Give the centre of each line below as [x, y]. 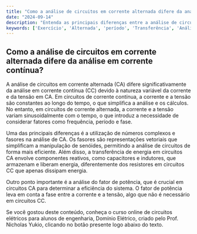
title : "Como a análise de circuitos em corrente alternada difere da [94, 11]
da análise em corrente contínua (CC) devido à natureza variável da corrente [98, 91]
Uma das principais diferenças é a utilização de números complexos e [91, 133]
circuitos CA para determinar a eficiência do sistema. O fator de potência [94, 188]
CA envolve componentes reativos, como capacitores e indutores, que [91, 158]
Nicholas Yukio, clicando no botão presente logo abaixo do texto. [85, 225]
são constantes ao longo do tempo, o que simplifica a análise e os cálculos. [97, 103]
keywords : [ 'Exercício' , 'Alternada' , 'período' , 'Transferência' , [90, 28]
